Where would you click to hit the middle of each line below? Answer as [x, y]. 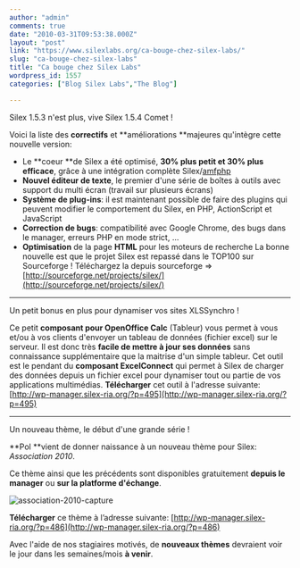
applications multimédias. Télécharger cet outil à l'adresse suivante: [135, 384]
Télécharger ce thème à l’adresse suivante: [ [92, 517]
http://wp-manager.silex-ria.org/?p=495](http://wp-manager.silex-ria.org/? [150, 394]
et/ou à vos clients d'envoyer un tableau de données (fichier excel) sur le [144, 337]
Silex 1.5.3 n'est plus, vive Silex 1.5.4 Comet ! [92, 117]
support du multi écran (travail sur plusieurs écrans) [118, 189]
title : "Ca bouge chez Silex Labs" [75, 68]
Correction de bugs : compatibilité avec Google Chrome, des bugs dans [154, 228]
